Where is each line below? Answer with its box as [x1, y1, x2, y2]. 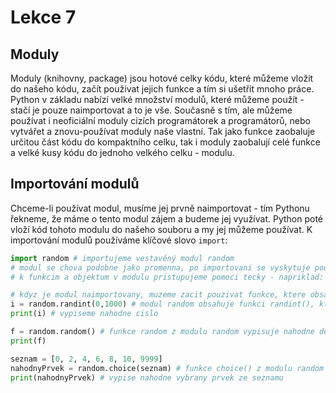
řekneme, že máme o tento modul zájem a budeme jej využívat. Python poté [10, 212, 324, 225]
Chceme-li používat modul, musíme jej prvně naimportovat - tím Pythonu [10, 202, 310, 214]
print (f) [10, 336, 47, 346]
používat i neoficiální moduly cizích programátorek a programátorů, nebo [10, 115, 311, 126]
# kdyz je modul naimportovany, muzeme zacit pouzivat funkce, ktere [10, 290, 307, 300]
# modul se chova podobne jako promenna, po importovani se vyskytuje [10, 262, 311, 273]
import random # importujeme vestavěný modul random [10, 253, 235, 263]
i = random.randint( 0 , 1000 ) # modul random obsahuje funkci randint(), [10, 299, 315, 310]
